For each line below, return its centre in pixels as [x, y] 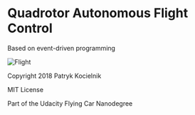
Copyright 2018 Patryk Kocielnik [54, 76]
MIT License [26, 89]
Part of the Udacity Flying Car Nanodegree [70, 103]
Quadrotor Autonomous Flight [98, 13]
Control [30, 28]
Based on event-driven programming [62, 48]
